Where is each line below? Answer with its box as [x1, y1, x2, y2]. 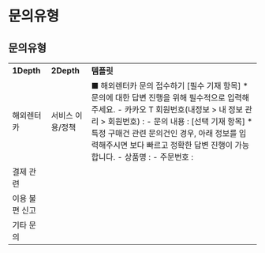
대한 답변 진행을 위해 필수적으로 [115, 93, 226, 103]
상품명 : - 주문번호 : [124, 152, 194, 162]
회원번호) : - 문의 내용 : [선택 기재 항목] [107, 116, 246, 126]
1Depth [12, 65, 41, 76]
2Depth [50, 65, 80, 76]
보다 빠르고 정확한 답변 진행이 [129, 140, 233, 150]
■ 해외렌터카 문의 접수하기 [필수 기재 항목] [91, 81, 241, 91]
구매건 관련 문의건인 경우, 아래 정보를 [107, 128, 237, 138]
